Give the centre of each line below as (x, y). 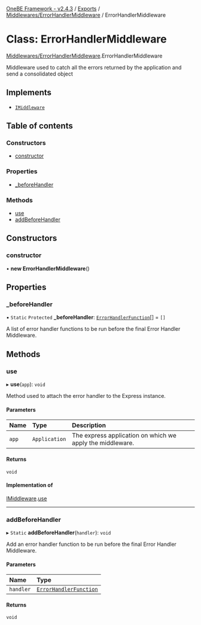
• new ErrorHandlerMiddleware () (48, 268)
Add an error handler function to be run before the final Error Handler (91, 544)
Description (89, 425)
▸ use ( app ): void (26, 384)
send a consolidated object (40, 74)
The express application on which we (124, 436)
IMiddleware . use (27, 498)
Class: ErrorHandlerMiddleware (86, 39)
